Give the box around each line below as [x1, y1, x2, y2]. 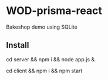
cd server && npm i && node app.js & [6, 55, 95, 62]
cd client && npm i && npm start [6, 67, 83, 74]
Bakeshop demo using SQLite [6, 23, 77, 30]
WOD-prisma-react [6, 4, 103, 18]
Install [6, 40, 29, 50]
